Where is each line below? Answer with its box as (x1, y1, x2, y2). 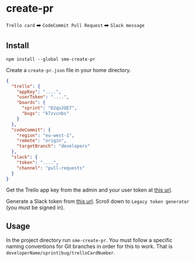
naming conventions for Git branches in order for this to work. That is (6, 243, 173, 250)
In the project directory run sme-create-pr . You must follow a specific (6, 237, 173, 244)
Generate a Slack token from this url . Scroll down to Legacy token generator (6, 198, 190, 205)
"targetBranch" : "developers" (16, 143, 91, 149)
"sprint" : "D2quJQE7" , (21, 105, 77, 111)
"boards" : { (16, 100, 46, 106)
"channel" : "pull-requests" (16, 165, 85, 171)
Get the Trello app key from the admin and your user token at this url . (6, 186, 173, 193)
